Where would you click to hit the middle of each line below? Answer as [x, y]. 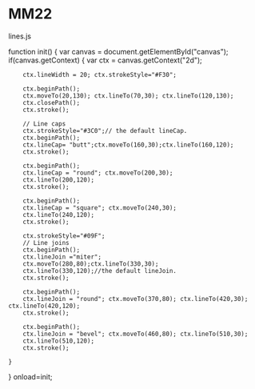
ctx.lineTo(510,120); [58, 341]
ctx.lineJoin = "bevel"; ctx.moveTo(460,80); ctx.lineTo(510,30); [135, 334]
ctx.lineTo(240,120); [58, 215]
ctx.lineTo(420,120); [44, 306]
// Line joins [46, 243]
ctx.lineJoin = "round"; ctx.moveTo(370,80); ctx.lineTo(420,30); [135, 299]
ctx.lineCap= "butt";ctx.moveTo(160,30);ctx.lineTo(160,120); [128, 145]
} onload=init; [31, 376]
